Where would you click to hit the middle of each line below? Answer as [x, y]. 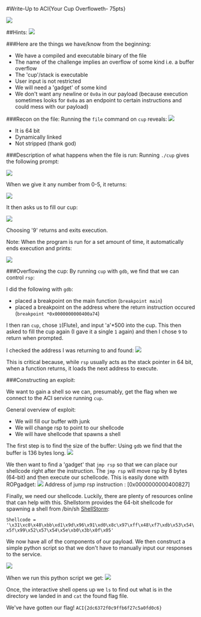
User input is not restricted [48, 81]
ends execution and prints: [39, 248]
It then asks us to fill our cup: [42, 207]
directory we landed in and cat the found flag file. [67, 596]
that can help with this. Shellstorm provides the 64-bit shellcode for [89, 502]
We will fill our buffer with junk [52, 421]
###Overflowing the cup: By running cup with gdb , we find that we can [92, 271]
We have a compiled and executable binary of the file [81, 56]
